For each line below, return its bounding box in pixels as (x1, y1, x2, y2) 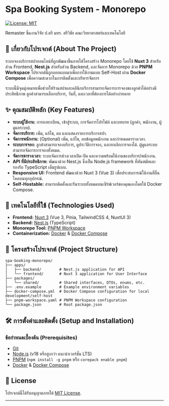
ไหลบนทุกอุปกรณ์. (12, 175, 44, 181)
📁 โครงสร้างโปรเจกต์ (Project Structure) (5, 245, 118, 253)
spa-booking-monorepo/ (5, 258, 53, 263)
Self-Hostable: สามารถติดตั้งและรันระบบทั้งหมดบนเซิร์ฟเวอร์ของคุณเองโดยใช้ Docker (12, 181, 162, 187)
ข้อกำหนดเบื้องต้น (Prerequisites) (5, 334, 77, 341)
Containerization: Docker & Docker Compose (12, 230, 108, 236)
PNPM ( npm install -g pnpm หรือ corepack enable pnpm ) (12, 356, 127, 362)
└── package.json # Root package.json (5, 302, 102, 307)
